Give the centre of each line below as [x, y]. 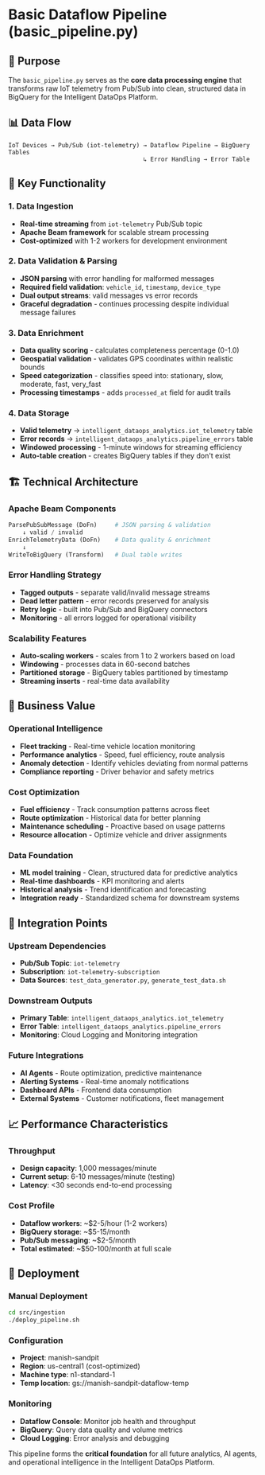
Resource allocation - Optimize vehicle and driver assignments [123, 835]
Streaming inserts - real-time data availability [95, 681]
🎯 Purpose [35, 61]
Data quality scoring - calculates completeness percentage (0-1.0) [129, 350]
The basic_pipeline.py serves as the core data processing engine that [125, 80]
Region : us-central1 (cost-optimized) [80, 1366]
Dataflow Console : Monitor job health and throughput [108, 1421]
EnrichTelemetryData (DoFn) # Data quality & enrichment [110, 540]
